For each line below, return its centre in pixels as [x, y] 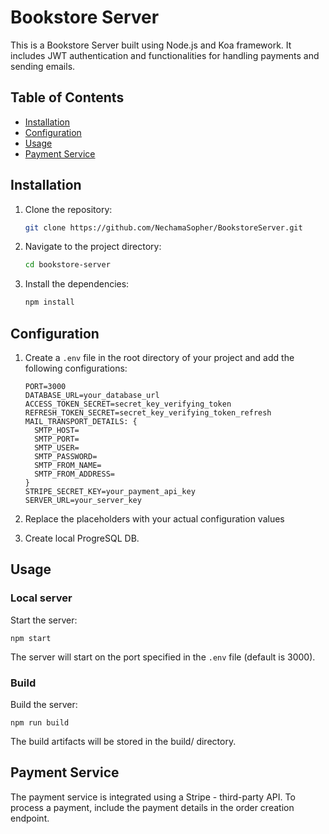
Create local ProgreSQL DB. [82, 538]
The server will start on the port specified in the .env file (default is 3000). [163, 657]
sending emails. [43, 66]
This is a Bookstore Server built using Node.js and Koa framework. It [151, 45]
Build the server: [44, 704]
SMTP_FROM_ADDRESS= [74, 474]
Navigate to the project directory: [93, 247]
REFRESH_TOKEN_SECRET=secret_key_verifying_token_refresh [148, 413]
